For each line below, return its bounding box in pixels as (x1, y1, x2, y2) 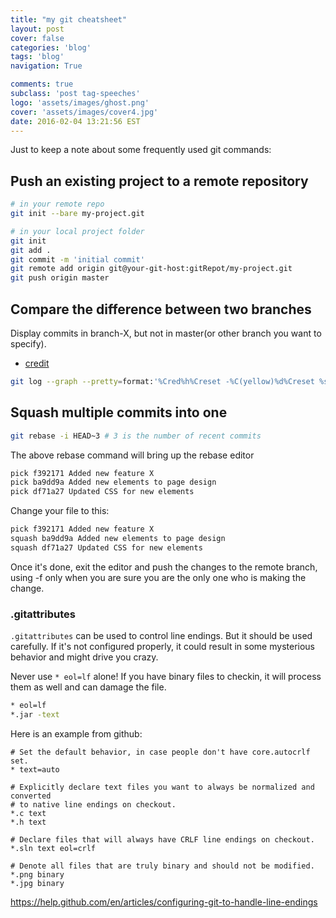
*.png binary (10, 869, 65, 880)
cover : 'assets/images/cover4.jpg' (10, 107, 159, 117)
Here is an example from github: (10, 727, 143, 740)
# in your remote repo (10, 199, 105, 210)
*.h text (10, 817, 47, 827)
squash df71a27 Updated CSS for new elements (10, 542, 203, 553)
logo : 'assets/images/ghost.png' (10, 97, 150, 108)
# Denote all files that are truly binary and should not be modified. (10, 861, 315, 871)
